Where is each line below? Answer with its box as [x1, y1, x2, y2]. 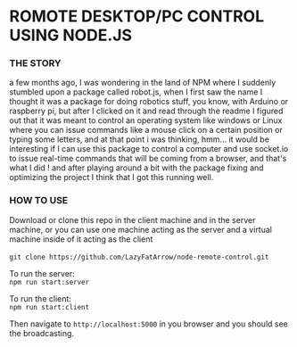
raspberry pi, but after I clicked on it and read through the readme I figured [9, 105, 284, 117]
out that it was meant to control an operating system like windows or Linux [9, 115, 283, 126]
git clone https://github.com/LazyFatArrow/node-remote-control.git [9, 252, 269, 261]
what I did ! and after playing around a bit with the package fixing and [9, 162, 265, 173]
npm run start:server [9, 277, 90, 286]
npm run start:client [9, 302, 90, 311]
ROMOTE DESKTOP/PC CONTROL [9, 6, 265, 27]
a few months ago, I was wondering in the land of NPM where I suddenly [9, 78, 276, 88]
